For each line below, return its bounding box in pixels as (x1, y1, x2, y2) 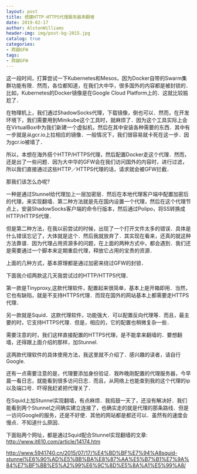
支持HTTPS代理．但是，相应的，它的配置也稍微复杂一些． (31, 319, 172, 326)
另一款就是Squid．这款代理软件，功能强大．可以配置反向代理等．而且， (6, 312, 179, 319)
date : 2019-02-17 (6, 19, 49, 25)
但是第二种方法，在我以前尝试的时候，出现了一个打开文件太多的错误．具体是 (6, 225, 191, 232)
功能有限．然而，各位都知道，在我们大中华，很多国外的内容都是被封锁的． (11, 82, 191, 89)
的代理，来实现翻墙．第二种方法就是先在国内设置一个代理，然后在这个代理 (6, 198, 186, 205)
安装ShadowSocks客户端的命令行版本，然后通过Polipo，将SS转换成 (21, 205, 186, 212)
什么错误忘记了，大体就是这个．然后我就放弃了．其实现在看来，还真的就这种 (6, 232, 191, 239)
